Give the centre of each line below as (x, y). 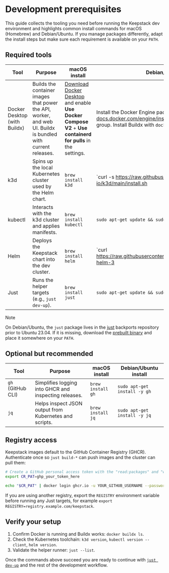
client (19, 545)
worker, (41, 115)
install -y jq (134, 415)
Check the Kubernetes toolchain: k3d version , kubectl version (78, 539)
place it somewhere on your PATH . (40, 338)
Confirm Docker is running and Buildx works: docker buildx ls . (78, 534)
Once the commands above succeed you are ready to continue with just (80, 559)
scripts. (44, 422)
